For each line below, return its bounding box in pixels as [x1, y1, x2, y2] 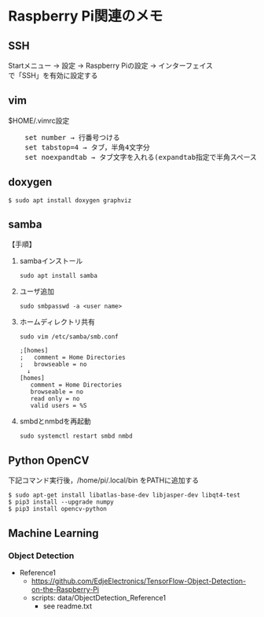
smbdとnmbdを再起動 [19, 416, 92, 426]
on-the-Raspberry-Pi [31, 584, 100, 594]
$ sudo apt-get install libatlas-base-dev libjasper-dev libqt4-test [8, 491, 241, 500]
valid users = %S [30, 402, 87, 410]
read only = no [30, 395, 80, 403]
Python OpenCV [8, 453, 90, 467]
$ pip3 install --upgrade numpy [8, 498, 114, 506]
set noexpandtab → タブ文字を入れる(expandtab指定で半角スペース [24, 153, 258, 161]
